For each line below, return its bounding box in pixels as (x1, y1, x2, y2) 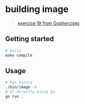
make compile (5, 53, 33, 58)
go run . (5, 94, 24, 99)
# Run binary (5, 80, 33, 85)
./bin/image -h (5, 84, 37, 90)
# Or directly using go (5, 89, 55, 94)
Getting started (5, 35, 54, 43)
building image (5, 4, 69, 15)
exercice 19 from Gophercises (17, 20, 80, 26)
